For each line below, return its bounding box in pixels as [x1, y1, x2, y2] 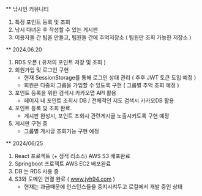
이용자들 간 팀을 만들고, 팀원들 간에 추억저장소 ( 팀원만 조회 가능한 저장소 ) [14, 34, 192, 41]
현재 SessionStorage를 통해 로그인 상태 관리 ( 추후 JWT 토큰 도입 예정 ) [23, 74, 196, 81]
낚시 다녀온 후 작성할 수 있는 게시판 [14, 26, 99, 33]
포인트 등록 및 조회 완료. [14, 105, 72, 111]
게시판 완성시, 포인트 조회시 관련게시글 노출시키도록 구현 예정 [23, 112, 170, 119]
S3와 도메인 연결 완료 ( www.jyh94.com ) [14, 175, 116, 183]
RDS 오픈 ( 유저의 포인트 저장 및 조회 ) [14, 59, 107, 66]
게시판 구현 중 [14, 120, 48, 127]
